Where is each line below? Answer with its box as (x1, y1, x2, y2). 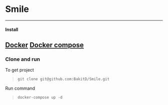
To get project (5, 67, 34, 73)
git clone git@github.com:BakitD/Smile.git (17, 77, 110, 82)
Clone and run (5, 56, 40, 63)
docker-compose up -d (17, 95, 62, 100)
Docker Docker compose (5, 41, 84, 49)
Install (5, 26, 18, 32)
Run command (5, 86, 35, 92)
